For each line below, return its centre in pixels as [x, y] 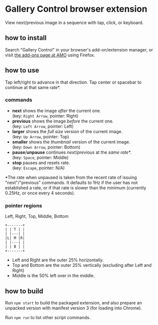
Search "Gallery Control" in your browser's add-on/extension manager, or [79, 49]
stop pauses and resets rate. [41, 162]
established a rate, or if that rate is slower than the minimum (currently [76, 187]
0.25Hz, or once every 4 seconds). [40, 193]
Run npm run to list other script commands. [48, 317]
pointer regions [24, 206]
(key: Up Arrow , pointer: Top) [40, 137]
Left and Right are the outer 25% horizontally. [58, 260]
